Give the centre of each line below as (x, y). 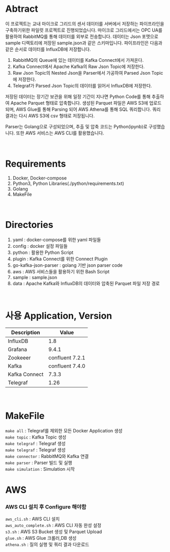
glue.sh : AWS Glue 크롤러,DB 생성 (41, 538)
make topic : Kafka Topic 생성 (36, 437)
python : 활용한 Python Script (43, 252)
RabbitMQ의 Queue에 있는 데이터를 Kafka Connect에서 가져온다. (78, 60)
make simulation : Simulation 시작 (40, 469)
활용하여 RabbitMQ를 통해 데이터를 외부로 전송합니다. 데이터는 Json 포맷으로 (82, 36)
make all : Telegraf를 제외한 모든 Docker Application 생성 (64, 430)
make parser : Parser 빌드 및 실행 (39, 463)
